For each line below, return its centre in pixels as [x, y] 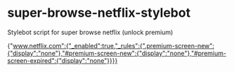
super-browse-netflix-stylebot [99, 13]
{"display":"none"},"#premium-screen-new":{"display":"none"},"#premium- [117, 53]
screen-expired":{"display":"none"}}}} [63, 60]
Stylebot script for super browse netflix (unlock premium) [90, 32]
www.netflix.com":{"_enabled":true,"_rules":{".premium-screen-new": [113, 45]
